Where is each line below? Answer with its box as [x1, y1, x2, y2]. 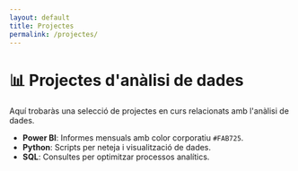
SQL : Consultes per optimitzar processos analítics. [22, 151, 210, 162]
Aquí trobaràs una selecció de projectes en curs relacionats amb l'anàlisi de [9, 106, 290, 116]
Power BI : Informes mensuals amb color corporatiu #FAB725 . [22, 133, 244, 143]
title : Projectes [9, 21, 74, 30]
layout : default [9, 13, 70, 22]
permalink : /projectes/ [9, 30, 99, 38]
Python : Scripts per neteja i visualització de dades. [22, 142, 212, 153]
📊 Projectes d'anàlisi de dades [9, 70, 244, 90]
